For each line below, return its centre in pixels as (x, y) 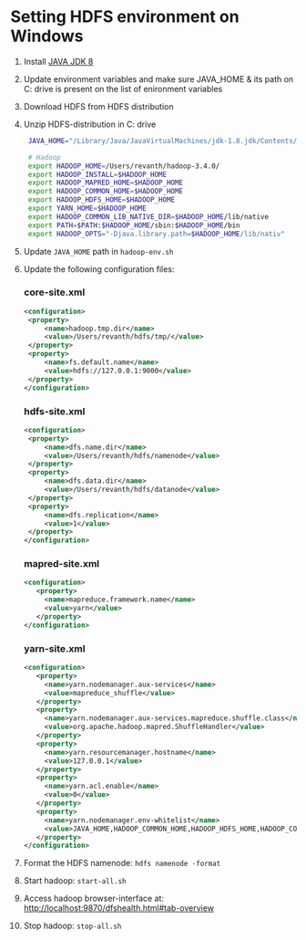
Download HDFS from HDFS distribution (98, 106)
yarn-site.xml (54, 648)
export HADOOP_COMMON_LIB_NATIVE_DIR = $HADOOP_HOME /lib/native (148, 216)
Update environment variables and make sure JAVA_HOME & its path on (158, 78)
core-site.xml (54, 292)
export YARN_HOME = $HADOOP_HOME (87, 209)
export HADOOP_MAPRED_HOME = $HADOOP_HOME (106, 183)
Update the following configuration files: (99, 269)
